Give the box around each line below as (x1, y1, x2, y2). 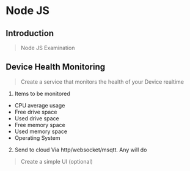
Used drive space (14, 114, 59, 122)
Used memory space (14, 128, 68, 135)
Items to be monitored (14, 90, 71, 97)
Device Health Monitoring (5, 62, 106, 72)
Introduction (5, 28, 54, 38)
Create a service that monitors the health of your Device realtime (20, 78, 185, 85)
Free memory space (14, 121, 65, 128)
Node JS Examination (20, 44, 75, 51)
